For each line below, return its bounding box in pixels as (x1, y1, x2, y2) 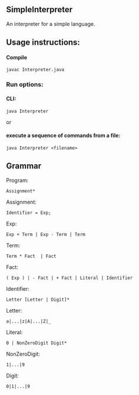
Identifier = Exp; (6, 210, 51, 215)
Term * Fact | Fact (6, 253, 57, 259)
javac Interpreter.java (6, 67, 65, 73)
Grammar (6, 161, 42, 171)
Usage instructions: (6, 38, 81, 48)
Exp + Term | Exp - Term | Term (6, 231, 85, 237)
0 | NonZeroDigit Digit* (6, 340, 67, 346)
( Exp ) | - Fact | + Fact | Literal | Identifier (6, 275, 133, 281)
